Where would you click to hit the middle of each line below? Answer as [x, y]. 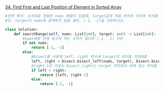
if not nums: [36, 43]
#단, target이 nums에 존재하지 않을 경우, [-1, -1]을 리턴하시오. [65, 21]
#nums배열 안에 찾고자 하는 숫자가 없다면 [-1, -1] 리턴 [73, 39]
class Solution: [21, 29]
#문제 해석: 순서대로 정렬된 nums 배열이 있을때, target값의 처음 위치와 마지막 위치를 [81, 16]
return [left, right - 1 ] [64, 75]
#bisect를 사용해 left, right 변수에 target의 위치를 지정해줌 [89, 57]
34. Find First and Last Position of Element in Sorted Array [63, 7]
